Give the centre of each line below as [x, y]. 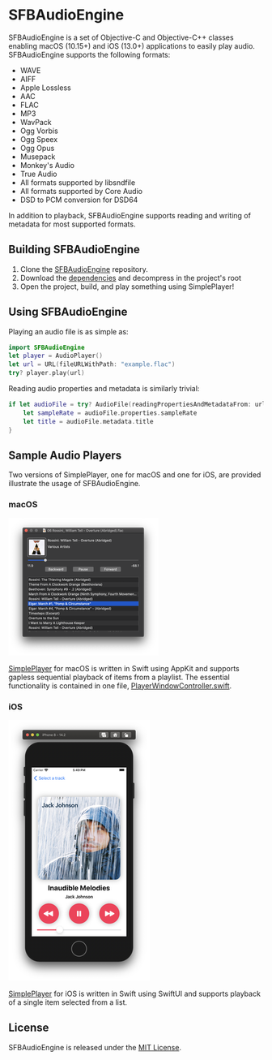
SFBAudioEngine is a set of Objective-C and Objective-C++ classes [121, 37]
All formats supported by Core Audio [81, 191]
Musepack [38, 157]
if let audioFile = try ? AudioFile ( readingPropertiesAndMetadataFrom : [130, 405]
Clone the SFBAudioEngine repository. [84, 269]
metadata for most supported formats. [72, 224]
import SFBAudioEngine [47, 347]
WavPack [36, 122]
